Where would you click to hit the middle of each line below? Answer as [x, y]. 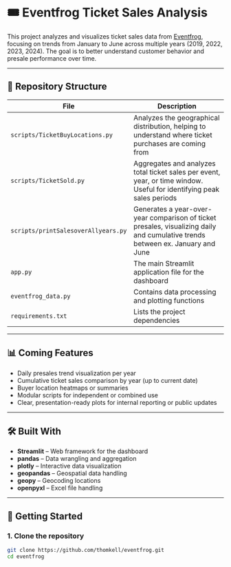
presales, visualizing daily [175, 226]
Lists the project [159, 312]
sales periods [155, 198]
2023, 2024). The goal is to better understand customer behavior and [106, 51]
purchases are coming [170, 143]
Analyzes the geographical [177, 117]
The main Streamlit [164, 263]
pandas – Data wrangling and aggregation [77, 459]
